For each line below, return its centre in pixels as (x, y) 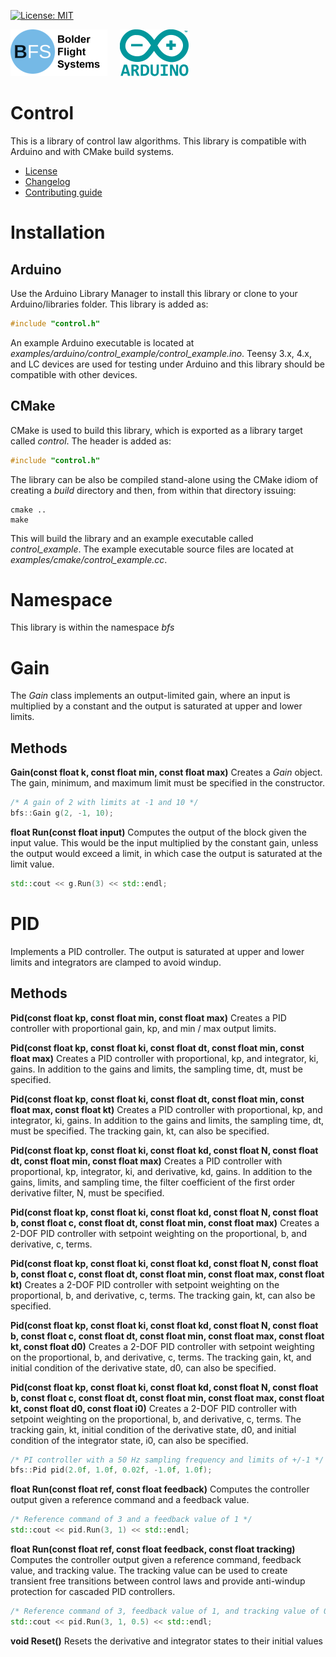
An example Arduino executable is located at (102, 342)
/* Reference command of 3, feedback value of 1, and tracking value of (165, 1611)
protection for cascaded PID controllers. (93, 1592)
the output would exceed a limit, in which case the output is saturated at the (166, 853)
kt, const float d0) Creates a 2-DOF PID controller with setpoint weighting (162, 1346)
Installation (58, 232)
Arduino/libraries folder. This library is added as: (109, 304)
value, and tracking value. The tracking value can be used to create (149, 1571)
